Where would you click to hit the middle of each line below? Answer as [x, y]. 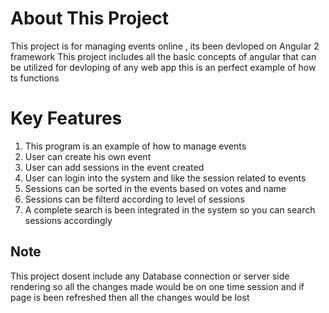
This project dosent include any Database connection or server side [150, 276]
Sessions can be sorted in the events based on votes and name [155, 188]
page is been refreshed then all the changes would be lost [130, 297]
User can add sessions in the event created [114, 167]
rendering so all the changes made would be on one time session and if [157, 286]
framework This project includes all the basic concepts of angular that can [163, 56]
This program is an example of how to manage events [135, 146]
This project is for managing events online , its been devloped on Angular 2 [165, 46]
